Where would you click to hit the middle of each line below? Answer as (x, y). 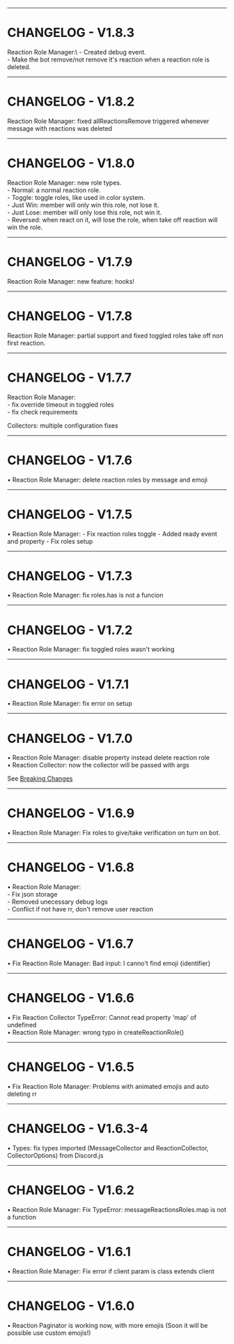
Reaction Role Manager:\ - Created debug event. (77, 52)
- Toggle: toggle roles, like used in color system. (76, 197)
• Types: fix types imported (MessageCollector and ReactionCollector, (108, 1148)
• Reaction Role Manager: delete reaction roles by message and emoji (107, 479)
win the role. (25, 227)
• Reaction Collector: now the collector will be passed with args (98, 765)
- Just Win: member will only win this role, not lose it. (83, 205)
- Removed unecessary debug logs (57, 902)
